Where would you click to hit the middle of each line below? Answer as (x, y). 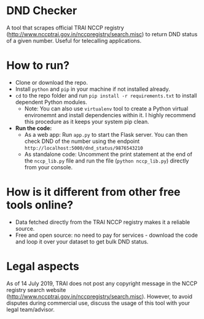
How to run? (38, 66)
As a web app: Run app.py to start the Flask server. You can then (106, 134)
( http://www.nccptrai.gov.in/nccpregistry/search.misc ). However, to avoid (99, 296)
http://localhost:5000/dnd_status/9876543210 (84, 148)
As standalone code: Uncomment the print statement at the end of (108, 154)
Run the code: (33, 128)
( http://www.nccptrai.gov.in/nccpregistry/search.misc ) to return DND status (102, 34)
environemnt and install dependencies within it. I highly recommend (110, 115)
